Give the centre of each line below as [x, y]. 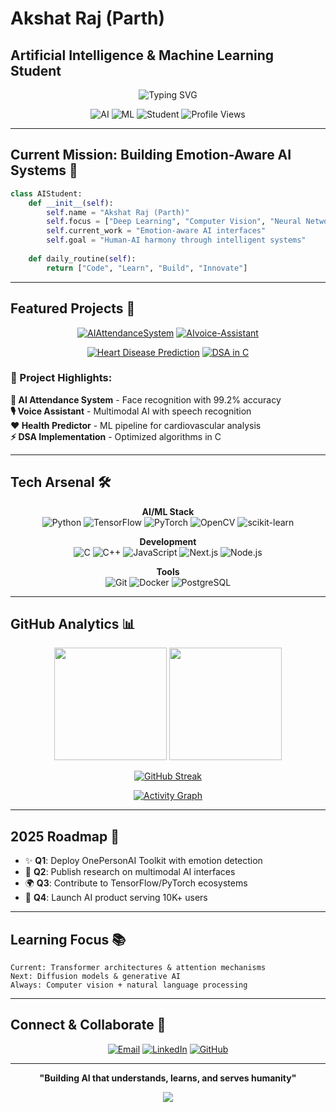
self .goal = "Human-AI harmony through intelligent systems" [176, 240]
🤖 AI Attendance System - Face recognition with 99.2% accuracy [146, 399]
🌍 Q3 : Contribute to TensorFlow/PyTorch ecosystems [136, 883]
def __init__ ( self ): [71, 203]
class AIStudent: [46, 193]
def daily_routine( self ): [82, 258]
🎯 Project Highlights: [61, 378]
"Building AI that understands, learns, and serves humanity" [168, 1078]
